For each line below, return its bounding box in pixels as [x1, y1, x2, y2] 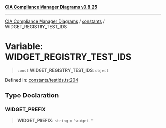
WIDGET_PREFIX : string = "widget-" [17, 117, 93, 123]
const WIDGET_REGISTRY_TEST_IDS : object [17, 67, 109, 73]
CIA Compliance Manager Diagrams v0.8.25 [5, 4, 98, 10]
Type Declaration [5, 91, 59, 100]
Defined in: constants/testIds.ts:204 [5, 77, 78, 83]
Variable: [5, 41, 43, 52]
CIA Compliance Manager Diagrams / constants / [5, 18, 105, 24]
